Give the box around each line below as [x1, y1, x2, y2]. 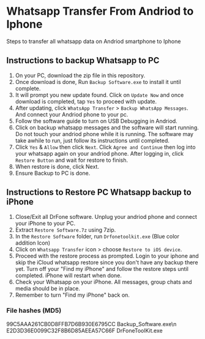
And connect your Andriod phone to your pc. [15, 110, 129, 118]
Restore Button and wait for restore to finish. [15, 156, 129, 164]
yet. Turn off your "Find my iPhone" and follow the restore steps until [15, 265, 188, 272]
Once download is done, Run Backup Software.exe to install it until [15, 78, 182, 85]
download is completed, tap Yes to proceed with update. [15, 97, 157, 105]
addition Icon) [15, 239, 51, 246]
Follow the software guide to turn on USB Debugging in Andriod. [15, 117, 177, 124]
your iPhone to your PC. [15, 219, 76, 227]
